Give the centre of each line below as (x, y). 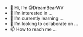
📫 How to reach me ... (33, 29)
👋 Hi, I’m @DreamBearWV (37, 8)
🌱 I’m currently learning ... (37, 18)
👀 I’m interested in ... (31, 13)
